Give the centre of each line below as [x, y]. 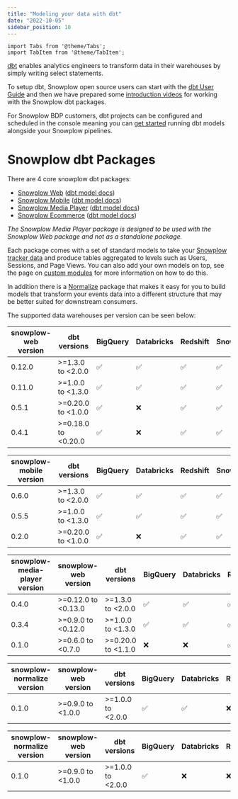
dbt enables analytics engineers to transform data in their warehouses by [114, 66]
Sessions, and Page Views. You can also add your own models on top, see [116, 266]
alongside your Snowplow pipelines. [60, 131]
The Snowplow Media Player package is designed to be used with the [109, 229]
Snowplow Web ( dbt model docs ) [66, 193]
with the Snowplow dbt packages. [57, 102]
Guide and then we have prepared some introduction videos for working [113, 95]
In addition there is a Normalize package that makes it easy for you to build [117, 287]
